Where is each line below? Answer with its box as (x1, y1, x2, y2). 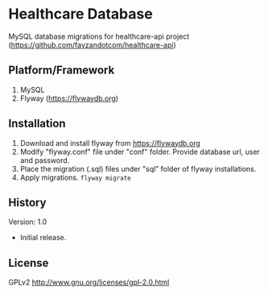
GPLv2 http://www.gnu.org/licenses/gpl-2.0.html (8, 277, 170, 287)
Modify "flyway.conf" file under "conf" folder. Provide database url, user (19, 147, 260, 156)
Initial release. (19, 233, 67, 243)
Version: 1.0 (8, 217, 47, 226)
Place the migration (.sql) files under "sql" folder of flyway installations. (19, 164, 257, 173)
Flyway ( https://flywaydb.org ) (19, 93, 119, 103)
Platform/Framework (8, 64, 115, 77)
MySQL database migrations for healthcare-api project (8, 31, 190, 41)
